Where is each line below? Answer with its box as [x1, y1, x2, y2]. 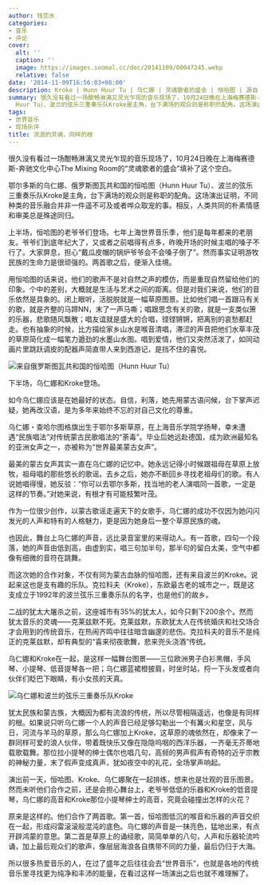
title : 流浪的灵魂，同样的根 [8, 130, 93, 138]
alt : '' [15, 49, 41, 57]
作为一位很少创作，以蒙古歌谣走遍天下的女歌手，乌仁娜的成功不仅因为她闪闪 [8, 506, 260, 515]
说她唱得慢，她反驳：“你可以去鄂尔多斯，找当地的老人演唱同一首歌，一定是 [8, 478, 257, 488]
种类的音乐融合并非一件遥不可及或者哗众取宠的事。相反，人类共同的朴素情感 [8, 200, 260, 210]
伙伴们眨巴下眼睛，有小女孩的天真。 [8, 673, 128, 683]
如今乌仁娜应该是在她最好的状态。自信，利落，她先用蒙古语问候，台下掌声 [8, 395, 253, 404]
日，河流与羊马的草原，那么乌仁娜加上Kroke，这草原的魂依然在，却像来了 [8, 728, 251, 737]
